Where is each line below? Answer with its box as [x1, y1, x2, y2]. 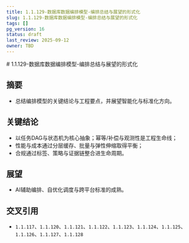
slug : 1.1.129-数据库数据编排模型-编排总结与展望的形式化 [6, 15, 138, 21]
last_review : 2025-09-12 [6, 37, 69, 43]
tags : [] [6, 20, 29, 26]
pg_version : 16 [6, 26, 45, 32]
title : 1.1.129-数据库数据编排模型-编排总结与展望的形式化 [6, 9, 141, 15]
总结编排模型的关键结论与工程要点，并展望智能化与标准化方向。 [15, 97, 175, 104]
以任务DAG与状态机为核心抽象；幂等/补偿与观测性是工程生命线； [15, 134, 178, 141]
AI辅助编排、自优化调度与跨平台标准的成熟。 [15, 186, 128, 194]
